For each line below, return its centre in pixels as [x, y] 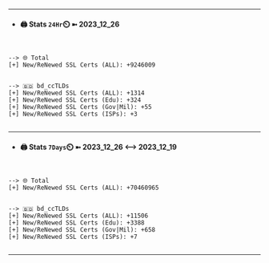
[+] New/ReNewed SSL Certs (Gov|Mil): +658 [82, 230]
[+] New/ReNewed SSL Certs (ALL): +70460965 [84, 188]
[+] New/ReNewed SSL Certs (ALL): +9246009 [82, 65]
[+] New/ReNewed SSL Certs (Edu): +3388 [77, 223]
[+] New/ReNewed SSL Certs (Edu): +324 [75, 100]
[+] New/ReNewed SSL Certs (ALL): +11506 [78, 216]
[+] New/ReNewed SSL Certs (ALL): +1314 [77, 93]
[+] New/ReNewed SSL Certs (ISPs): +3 [73, 114]
